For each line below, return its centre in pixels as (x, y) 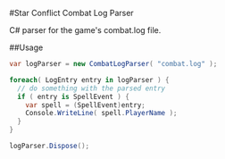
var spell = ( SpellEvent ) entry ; (85, 105)
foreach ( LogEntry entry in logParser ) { (89, 79)
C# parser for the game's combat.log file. (85, 30)
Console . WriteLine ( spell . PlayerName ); (101, 113)
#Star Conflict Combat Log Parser (71, 13)
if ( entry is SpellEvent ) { (73, 96)
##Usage (26, 47)
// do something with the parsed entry (92, 88)
